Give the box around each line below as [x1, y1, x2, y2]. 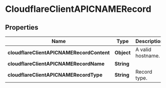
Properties [5, 23, 39, 32]
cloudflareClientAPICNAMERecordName [7, 60, 105, 67]
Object [114, 49, 131, 56]
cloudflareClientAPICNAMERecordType [7, 72, 103, 78]
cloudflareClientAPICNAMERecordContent [7, 49, 110, 56]
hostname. [135, 52, 160, 59]
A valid [135, 46, 152, 53]
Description [135, 38, 164, 44]
